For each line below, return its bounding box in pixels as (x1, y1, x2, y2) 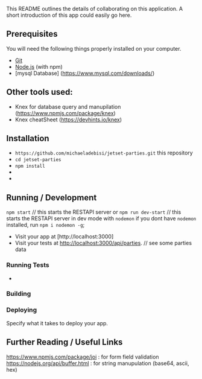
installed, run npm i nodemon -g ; (6, 221, 85, 229)
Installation (6, 133, 49, 144)
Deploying (6, 306, 37, 314)
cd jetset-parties (14, 157, 62, 163)
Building (6, 290, 31, 298)
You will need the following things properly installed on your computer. (6, 45, 181, 52)
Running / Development (6, 193, 97, 203)
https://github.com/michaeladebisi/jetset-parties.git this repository (14, 149, 193, 156)
